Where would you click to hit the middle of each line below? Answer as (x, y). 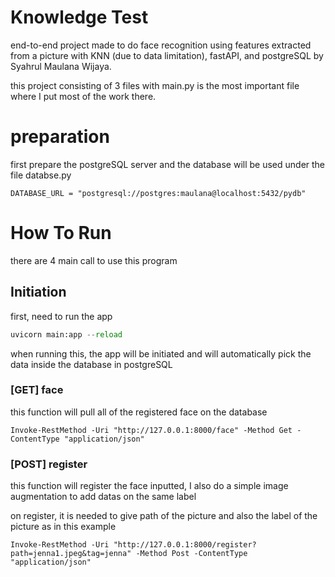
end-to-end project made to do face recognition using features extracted (161, 45)
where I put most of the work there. (83, 96)
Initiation (38, 292)
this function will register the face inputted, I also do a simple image (149, 486)
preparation (60, 137)
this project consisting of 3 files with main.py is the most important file (155, 85)
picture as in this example (63, 527)
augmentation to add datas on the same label (103, 497)
